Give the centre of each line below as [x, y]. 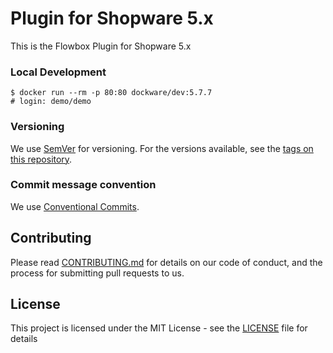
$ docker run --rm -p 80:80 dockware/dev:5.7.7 [111, 93]
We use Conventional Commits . [75, 206]
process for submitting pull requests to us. [97, 273]
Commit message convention [83, 185]
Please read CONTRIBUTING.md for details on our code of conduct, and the [166, 262]
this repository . [41, 159]
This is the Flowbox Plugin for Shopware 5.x [101, 46]
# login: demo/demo [51, 102]
